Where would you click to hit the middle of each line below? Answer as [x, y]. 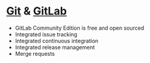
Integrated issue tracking [46, 34]
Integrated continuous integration [57, 41]
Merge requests [35, 53]
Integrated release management [55, 47]
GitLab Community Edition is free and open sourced [80, 28]
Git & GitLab [37, 11]
